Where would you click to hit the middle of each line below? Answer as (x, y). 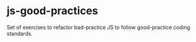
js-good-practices (53, 11)
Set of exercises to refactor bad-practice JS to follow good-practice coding (99, 27)
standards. (20, 33)
